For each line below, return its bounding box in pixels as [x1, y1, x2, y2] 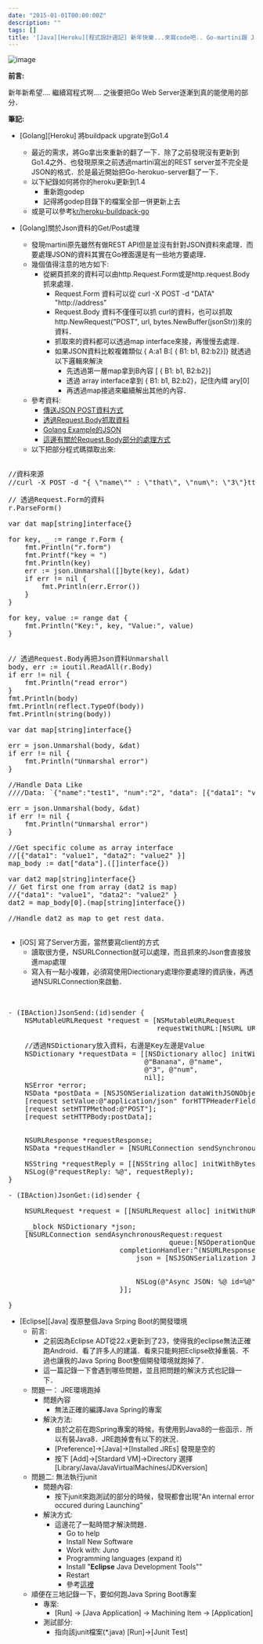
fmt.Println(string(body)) [8, 710, 112, 719]
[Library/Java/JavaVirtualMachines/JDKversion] [54, 1463, 208, 1473]
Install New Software [66, 1537, 133, 1547]
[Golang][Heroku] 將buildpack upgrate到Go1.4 [19, 131, 169, 141]
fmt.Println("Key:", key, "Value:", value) [24, 621, 194, 631]
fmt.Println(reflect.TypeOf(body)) [8, 702, 145, 711]
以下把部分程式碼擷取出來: [31, 445, 116, 454]
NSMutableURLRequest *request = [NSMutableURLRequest [24, 1016, 236, 1025]
